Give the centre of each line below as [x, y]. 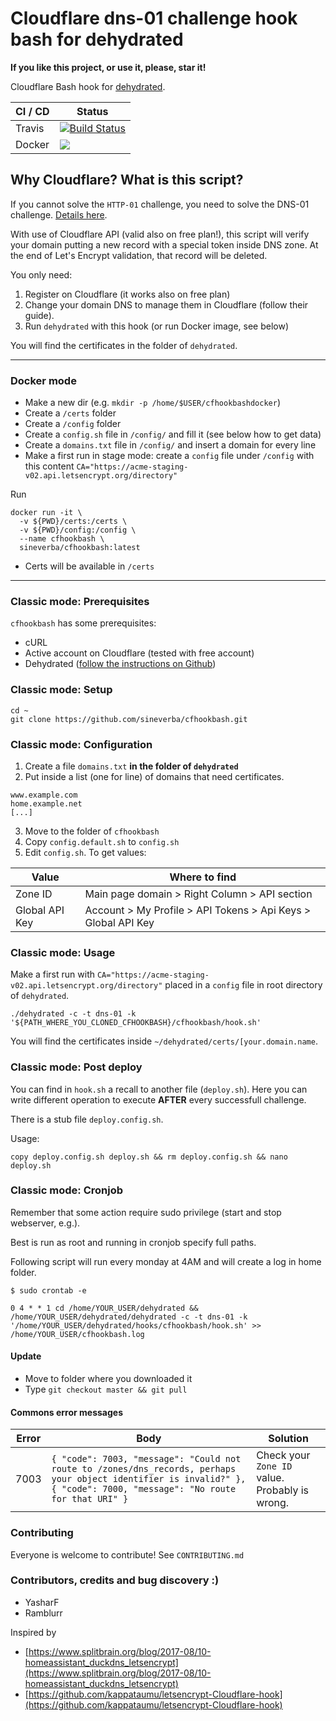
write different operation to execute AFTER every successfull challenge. [158, 1099]
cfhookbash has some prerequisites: [83, 623]
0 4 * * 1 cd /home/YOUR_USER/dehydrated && [104, 1308]
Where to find [203, 877]
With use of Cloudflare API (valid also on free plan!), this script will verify [160, 234]
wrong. [273, 1503]
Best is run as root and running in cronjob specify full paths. [133, 1242]
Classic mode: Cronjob [67, 1190]
